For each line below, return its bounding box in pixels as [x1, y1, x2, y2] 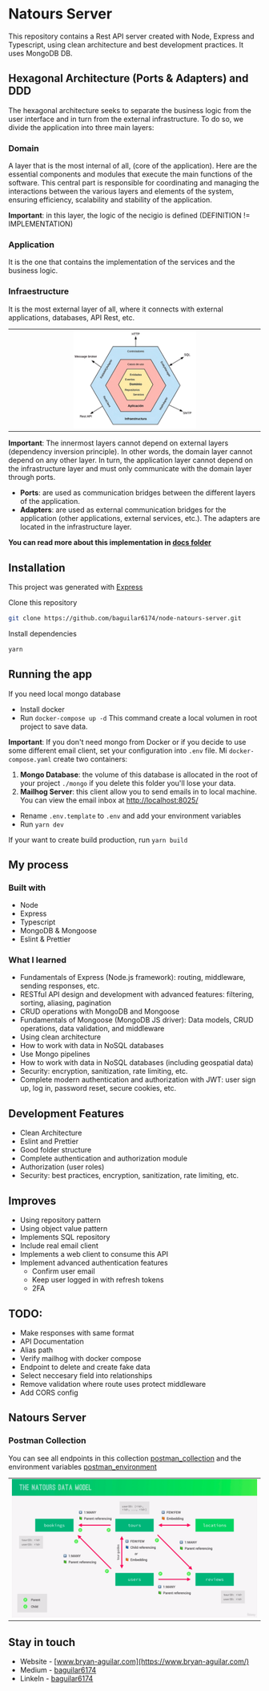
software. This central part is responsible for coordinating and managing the [8, 178, 259, 188]
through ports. [8, 473, 56, 482]
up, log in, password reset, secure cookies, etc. [19, 1083, 177, 1093]
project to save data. [19, 722, 88, 731]
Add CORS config [19, 1388, 78, 1397]
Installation [8, 561, 66, 575]
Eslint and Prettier [19, 1136, 78, 1146]
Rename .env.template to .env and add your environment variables [19, 811, 242, 820]
